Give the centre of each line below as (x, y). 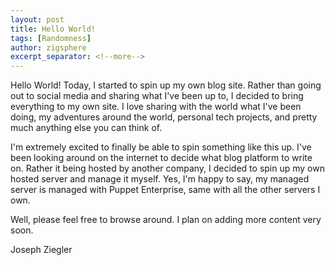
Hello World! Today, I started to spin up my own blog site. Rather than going (166, 85)
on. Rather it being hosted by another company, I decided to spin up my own (167, 168)
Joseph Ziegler (41, 250)
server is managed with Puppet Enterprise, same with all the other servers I (165, 190)
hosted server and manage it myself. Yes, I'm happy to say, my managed (160, 179)
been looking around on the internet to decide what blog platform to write (161, 158)
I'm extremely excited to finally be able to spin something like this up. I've (161, 147)
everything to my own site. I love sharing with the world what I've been (156, 107)
